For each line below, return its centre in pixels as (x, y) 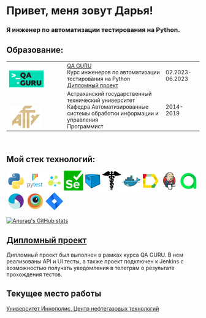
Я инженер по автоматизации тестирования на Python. (93, 30)
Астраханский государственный (109, 93)
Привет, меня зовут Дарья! (80, 11)
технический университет (101, 100)
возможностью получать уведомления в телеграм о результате (90, 268)
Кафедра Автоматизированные (108, 107)
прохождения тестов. (34, 274)
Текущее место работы (54, 294)
